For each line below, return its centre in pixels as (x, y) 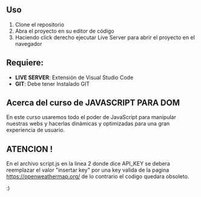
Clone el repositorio (40, 24)
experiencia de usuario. (36, 130)
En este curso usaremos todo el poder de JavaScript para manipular (91, 117)
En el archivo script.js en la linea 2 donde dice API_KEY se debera (88, 164)
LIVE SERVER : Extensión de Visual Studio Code (74, 77)
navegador (28, 44)
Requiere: (25, 63)
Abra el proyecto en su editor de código (65, 31)
